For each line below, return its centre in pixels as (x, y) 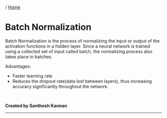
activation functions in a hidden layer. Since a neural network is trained (78, 46)
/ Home (13, 7)
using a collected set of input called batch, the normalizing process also (79, 51)
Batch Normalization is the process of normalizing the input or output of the (83, 41)
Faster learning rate (33, 76)
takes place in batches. (29, 57)
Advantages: (18, 66)
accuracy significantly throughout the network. (60, 86)
